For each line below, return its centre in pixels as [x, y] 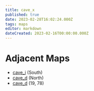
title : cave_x [20, 10]
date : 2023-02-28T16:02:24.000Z [39, 19]
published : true [22, 15]
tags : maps [17, 24]
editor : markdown [23, 29]
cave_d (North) [28, 78]
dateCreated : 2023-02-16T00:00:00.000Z [47, 33]
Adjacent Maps [37, 58]
